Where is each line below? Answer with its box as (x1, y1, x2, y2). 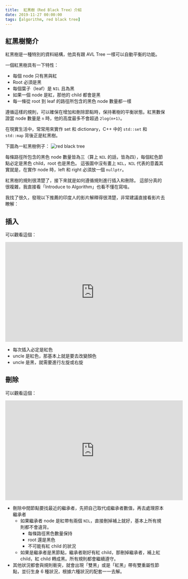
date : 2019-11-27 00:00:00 (5, 12, 62, 17)
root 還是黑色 (27, 536, 56, 542)
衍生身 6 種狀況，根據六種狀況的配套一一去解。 (26, 568, 125, 574)
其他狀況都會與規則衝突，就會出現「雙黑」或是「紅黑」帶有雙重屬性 (12, 562, 155, 568)
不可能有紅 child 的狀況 (27, 543, 76, 549)
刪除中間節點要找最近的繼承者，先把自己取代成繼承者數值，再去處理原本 (12, 505, 164, 511)
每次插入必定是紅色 (12, 347, 53, 352)
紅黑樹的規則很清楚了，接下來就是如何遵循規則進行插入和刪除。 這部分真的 (5, 177, 162, 184)
